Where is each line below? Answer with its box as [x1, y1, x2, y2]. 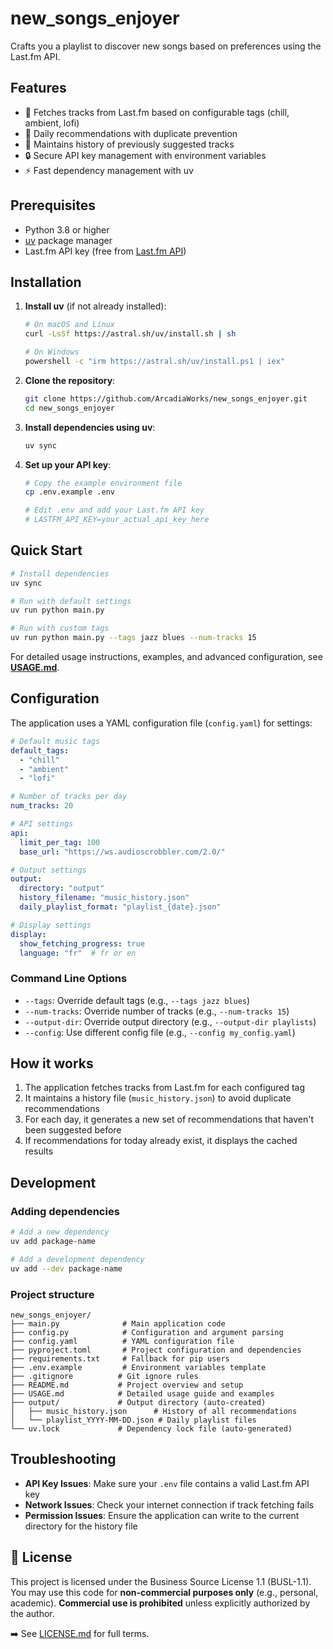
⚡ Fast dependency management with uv [24, 164, 194, 176]
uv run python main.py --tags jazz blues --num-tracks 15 [10, 633, 257, 643]
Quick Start [10, 542, 83, 559]
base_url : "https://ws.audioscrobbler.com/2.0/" [19, 847, 226, 857]
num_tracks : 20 [10, 801, 74, 811]
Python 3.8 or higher [24, 223, 110, 236]
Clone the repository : [24, 374, 116, 386]
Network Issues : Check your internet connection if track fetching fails [24, 1498, 315, 1511]
